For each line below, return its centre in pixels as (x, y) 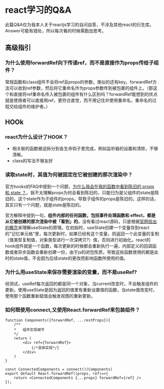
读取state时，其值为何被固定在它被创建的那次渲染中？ (69, 175)
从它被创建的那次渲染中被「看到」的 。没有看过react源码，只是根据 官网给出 (81, 221)
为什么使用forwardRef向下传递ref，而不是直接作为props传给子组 (82, 63)
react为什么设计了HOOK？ (36, 137)
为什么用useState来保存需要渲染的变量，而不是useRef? (71, 272)
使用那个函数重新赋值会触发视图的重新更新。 (50, 296)
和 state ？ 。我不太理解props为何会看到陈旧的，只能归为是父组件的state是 (80, 192)
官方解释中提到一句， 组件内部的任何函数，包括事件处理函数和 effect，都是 (80, 215)
